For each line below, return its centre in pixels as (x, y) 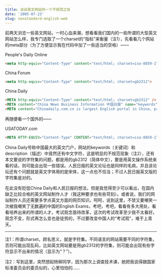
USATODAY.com (21, 129)
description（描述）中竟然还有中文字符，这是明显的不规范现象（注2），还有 (80, 153)
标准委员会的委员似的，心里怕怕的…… (43, 268)
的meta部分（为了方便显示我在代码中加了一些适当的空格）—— (67, 45)
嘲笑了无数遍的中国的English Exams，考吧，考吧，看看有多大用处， (85, 206)
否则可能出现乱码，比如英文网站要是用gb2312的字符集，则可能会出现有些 (78, 245)
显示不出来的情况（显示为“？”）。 (42, 251)
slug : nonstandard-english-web (36, 18)
